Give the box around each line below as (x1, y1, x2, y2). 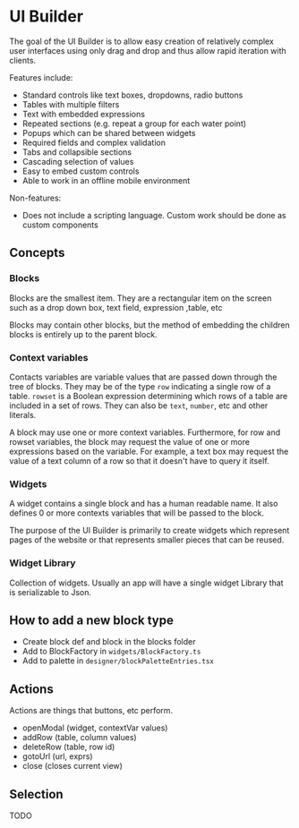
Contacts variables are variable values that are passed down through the (9, 371, 278, 382)
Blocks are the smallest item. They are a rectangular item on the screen (9, 293, 272, 303)
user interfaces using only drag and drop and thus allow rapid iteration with (9, 45, 286, 55)
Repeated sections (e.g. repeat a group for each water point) (21, 118, 247, 129)
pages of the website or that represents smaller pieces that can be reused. (9, 534, 285, 545)
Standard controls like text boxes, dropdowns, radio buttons (21, 90, 243, 100)
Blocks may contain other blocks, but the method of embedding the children (9, 320, 291, 330)
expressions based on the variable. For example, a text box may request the (9, 446, 289, 457)
